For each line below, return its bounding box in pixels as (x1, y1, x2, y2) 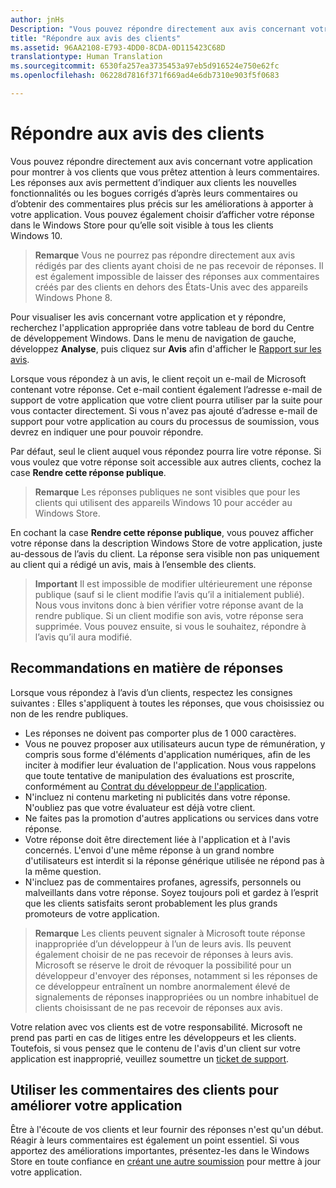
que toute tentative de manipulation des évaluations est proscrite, (24, 769, 295, 781)
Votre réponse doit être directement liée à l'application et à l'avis (24, 833, 291, 845)
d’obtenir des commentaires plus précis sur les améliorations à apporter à (10, 197, 314, 210)
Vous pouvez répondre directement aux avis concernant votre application (10, 155, 313, 167)
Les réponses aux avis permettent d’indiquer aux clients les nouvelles (10, 176, 297, 188)
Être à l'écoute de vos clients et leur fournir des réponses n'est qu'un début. (10, 1124, 324, 1136)
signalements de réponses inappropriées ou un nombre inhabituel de (34, 991, 320, 1003)
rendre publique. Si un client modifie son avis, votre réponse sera (34, 609, 304, 621)
